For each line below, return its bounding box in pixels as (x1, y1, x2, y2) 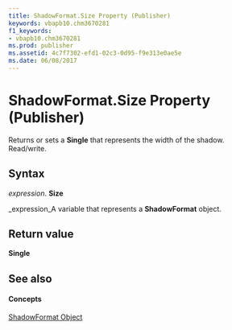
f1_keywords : (8, 27, 52, 35)
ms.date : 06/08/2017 (8, 57, 78, 65)
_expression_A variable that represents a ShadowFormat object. (8, 204, 222, 213)
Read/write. (8, 143, 47, 153)
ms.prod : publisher (8, 42, 74, 50)
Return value (8, 227, 74, 241)
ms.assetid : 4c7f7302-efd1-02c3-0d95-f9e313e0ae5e (8, 49, 182, 57)
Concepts (8, 295, 42, 304)
